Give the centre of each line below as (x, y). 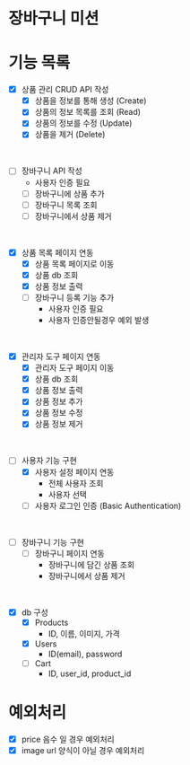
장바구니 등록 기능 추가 (74, 297)
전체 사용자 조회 (76, 483)
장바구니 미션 (54, 18)
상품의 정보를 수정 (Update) (83, 123)
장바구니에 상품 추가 (69, 193)
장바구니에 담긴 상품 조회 (91, 564)
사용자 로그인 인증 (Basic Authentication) (108, 506)
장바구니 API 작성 (52, 171)
